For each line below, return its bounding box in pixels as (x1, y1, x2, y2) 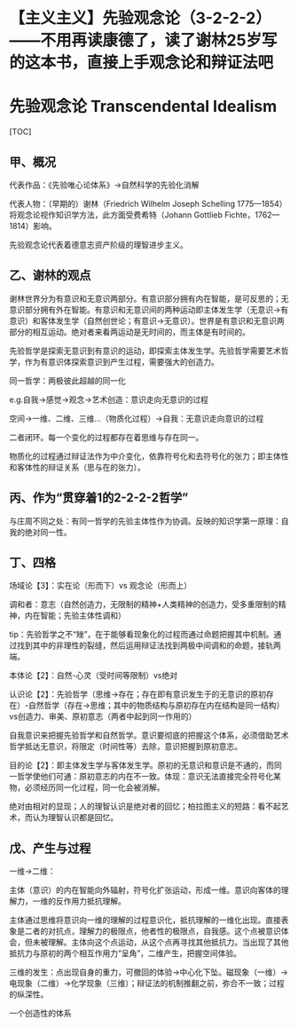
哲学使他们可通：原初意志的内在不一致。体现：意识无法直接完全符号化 (16, 771, 273, 782)
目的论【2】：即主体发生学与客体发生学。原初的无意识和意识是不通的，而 (9, 760, 275, 770)
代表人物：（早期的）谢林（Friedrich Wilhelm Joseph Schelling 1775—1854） (9, 198, 287, 209)
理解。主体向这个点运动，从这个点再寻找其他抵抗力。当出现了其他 (47, 937, 289, 948)
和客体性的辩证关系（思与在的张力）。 (9, 462, 145, 472)
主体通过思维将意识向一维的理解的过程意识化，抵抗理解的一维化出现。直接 (9, 915, 281, 926)
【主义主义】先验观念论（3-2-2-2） (9, 8, 272, 28)
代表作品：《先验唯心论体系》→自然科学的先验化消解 (9, 179, 200, 190)
